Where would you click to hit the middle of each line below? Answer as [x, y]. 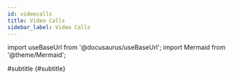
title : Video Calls [36, 21]
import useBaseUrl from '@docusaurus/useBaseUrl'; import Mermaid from [116, 48]
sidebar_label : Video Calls [49, 27]
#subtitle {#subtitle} [37, 69]
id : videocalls [30, 14]
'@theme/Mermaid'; [37, 55]
